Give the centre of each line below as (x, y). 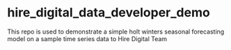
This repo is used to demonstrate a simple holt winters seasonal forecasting (116, 32)
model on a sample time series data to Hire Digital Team (87, 38)
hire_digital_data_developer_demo (109, 13)
